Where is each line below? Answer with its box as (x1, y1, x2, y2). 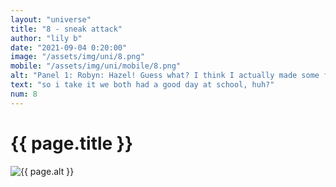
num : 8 (10, 89, 38, 99)
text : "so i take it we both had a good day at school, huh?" (10, 80, 275, 90)
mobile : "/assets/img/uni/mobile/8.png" (10, 61, 182, 71)
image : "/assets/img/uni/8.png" (10, 52, 145, 62)
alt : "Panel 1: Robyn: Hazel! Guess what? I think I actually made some (10, 71, 320, 81)
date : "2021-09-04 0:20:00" (10, 42, 128, 53)
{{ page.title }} (10, 132, 134, 155)
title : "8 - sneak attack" (10, 24, 123, 34)
